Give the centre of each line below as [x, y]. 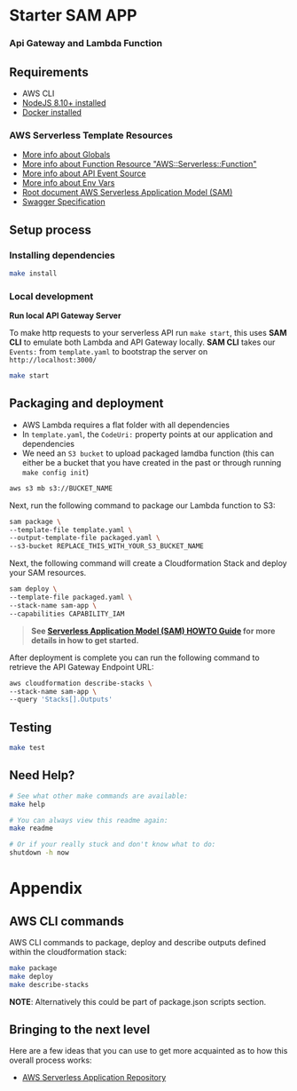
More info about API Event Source [84, 173]
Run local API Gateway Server [65, 315]
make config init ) [55, 472]
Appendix [46, 888]
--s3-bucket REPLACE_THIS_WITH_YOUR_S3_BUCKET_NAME [106, 546]
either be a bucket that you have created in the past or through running [152, 462]
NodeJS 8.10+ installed [64, 102]
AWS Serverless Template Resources [91, 135]
